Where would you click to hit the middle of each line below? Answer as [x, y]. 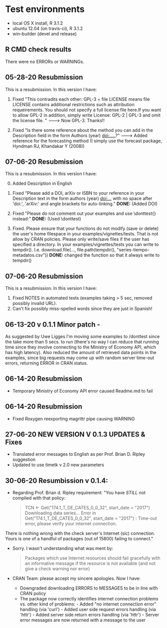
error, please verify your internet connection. [71, 524]
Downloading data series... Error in [60, 513]
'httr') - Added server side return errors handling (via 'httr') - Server [89, 615]
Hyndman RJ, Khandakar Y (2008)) [48, 146]
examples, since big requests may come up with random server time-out [80, 358]
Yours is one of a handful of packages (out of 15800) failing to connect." [79, 539]
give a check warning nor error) [57, 569]
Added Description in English [42, 183]
